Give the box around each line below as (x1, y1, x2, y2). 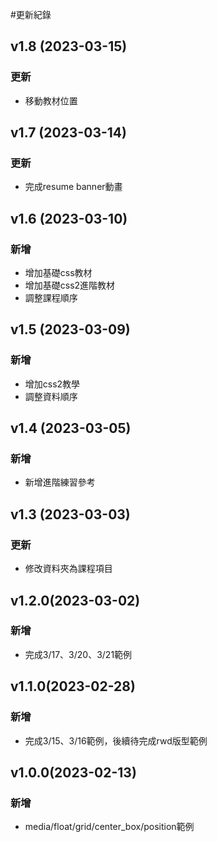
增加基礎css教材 (24, 267, 93, 279)
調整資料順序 (24, 390, 78, 402)
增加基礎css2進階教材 (24, 279, 116, 292)
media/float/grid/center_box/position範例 (24, 821, 195, 833)
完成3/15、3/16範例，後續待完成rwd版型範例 (24, 734, 208, 747)
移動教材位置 (24, 94, 78, 107)
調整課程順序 (24, 292, 78, 304)
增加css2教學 (24, 378, 81, 390)
